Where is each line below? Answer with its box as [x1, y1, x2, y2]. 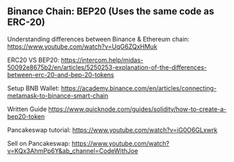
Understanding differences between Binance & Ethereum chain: [7, 35, 190, 43]
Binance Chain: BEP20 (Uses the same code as [7, 6, 214, 17]
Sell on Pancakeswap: [7, 139, 71, 147]
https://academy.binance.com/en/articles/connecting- [61, 83, 217, 92]
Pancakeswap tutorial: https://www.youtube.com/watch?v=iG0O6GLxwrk [7, 125, 218, 134]
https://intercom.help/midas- [61, 56, 144, 64]
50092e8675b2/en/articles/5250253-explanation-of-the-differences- [7, 63, 208, 72]
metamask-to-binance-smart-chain [7, 91, 109, 99]
